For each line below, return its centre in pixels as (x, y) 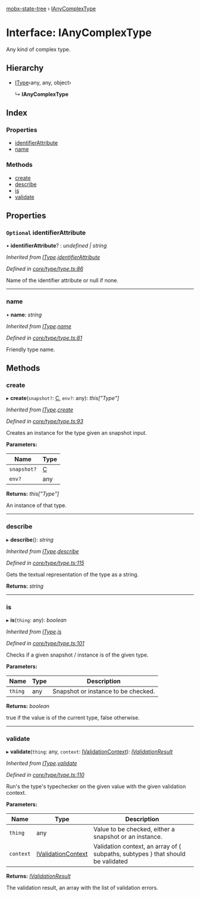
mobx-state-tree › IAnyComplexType (51, 9)
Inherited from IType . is (34, 631)
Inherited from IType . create (40, 410)
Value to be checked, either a (134, 829)
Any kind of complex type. (38, 49)
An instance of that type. (37, 505)
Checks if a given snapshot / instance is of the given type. (77, 655)
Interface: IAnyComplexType (79, 33)
